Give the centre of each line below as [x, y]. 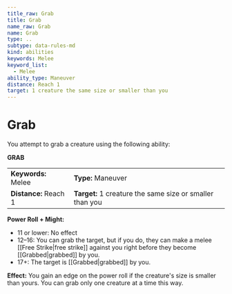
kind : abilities [30, 53]
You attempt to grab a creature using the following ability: [89, 144]
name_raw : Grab [29, 26]
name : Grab [23, 33]
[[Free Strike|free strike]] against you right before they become [107, 248]
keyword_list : [28, 65]
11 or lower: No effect [47, 233]
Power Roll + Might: [36, 219]
